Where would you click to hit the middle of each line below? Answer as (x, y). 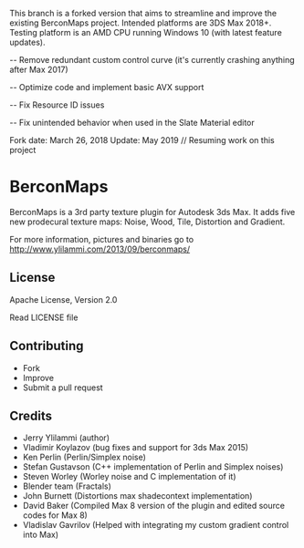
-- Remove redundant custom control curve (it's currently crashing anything (152, 60)
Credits (31, 415)
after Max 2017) (39, 69)
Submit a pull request (63, 388)
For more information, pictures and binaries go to (102, 239)
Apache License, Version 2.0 (63, 299)
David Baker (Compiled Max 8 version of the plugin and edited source (154, 506)
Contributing (47, 346)
